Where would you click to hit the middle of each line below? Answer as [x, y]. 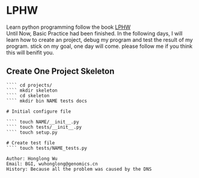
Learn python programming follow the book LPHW [69, 27]
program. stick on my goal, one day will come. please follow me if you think [99, 46]
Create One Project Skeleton [60, 72]
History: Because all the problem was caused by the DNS [79, 169]
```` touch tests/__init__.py [44, 127]
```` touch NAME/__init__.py [43, 122]
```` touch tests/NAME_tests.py [47, 148]
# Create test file [31, 143]
